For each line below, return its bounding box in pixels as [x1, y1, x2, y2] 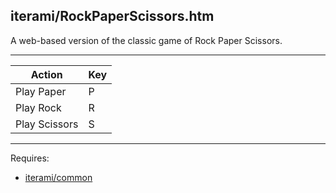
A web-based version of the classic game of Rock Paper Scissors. [10, 34, 283, 46]
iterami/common [24, 171, 93, 183]
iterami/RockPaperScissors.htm [10, 8, 215, 25]
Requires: [10, 152, 50, 164]
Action [30, 67, 63, 81]
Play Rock [15, 100, 62, 114]
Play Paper [15, 84, 67, 98]
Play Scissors [15, 117, 79, 131]
